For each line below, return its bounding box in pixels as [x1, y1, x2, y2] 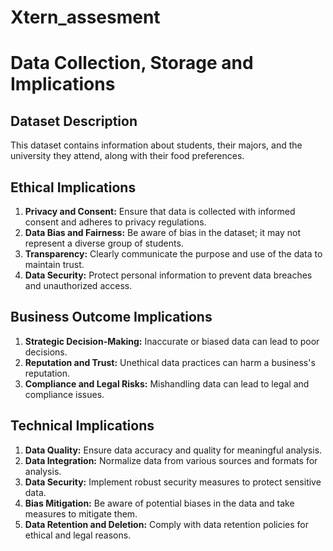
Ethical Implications [10, 179, 137, 196]
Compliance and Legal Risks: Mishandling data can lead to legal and [24, 377, 310, 390]
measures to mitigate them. [24, 507, 138, 520]
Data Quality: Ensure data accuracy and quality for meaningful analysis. [24, 444, 323, 456]
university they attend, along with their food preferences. [10, 150, 245, 162]
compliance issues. [24, 388, 105, 400]
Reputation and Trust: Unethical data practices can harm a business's [24, 356, 316, 368]
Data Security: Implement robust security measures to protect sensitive [24, 476, 322, 488]
